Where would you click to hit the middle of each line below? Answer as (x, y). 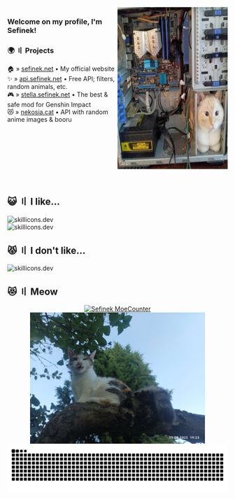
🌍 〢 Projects (31, 50)
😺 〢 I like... (34, 201)
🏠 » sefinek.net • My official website (61, 69)
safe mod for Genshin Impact (49, 105)
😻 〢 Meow (33, 291)
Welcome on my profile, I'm (55, 22)
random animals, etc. (37, 87)
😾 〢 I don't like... (47, 251)
